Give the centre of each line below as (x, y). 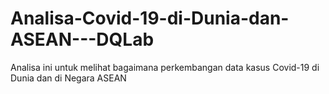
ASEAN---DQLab (82, 39)
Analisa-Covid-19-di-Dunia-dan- (150, 18)
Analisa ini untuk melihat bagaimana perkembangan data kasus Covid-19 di (165, 67)
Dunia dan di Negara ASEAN (68, 78)
